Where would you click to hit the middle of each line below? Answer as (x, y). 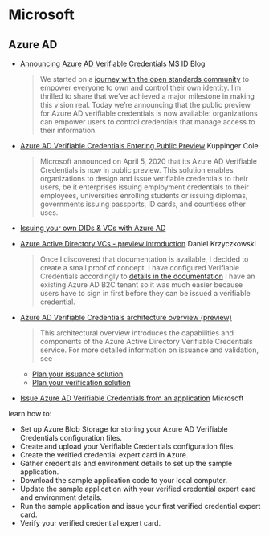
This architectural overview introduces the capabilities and (137, 333)
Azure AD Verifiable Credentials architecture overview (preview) (126, 317)
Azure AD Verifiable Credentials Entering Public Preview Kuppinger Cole (139, 146)
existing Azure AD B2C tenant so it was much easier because (141, 285)
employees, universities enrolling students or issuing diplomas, (144, 195)
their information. (69, 130)
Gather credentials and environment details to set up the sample (126, 463)
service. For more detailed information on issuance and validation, (149, 350)
